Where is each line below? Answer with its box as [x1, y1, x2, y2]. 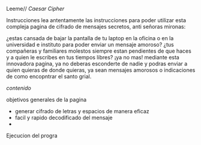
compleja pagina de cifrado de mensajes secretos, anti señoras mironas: [6, 23, 186, 30]
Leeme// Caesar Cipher [6, 5, 65, 12]
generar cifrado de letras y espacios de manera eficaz [14, 108, 149, 114]
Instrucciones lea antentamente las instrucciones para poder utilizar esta [6, 17, 187, 23]
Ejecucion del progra [6, 132, 58, 139]
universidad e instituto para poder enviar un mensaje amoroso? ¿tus [6, 41, 174, 48]
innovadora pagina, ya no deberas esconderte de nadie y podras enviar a [6, 60, 188, 67]
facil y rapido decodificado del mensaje [14, 114, 113, 121]
